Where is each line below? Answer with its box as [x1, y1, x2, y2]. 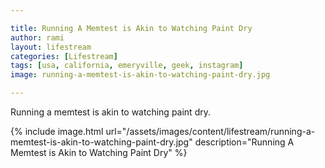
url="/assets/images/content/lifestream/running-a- [105, 126, 316, 137]
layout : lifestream [10, 42, 92, 52]
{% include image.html [10, 126, 104, 137]
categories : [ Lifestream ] [10, 51, 118, 61]
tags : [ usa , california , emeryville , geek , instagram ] [10, 61, 244, 71]
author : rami [10, 32, 65, 43]
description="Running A [194, 136, 295, 148]
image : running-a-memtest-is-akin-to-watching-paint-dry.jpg [10, 70, 271, 80]
